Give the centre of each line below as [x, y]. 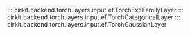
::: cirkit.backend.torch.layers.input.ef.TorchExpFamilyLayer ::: [95, 10]
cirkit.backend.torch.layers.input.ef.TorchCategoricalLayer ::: [94, 17]
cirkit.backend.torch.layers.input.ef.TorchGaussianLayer [87, 24]
